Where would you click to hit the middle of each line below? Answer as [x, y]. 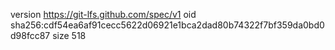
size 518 [69, 35]
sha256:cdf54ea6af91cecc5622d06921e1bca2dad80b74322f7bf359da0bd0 [167, 25]
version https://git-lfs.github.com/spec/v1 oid [103, 14]
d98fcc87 [30, 35]
